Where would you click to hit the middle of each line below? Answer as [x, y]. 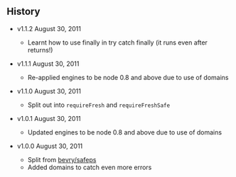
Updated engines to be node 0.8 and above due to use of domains [124, 132]
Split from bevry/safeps [62, 159]
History [23, 12]
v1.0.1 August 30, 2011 [49, 118]
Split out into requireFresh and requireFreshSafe [99, 105]
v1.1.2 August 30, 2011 [49, 28]
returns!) [40, 50]
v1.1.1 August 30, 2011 [48, 64]
